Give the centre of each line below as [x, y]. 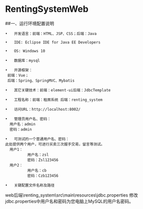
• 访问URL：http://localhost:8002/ [43, 109]
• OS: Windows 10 [25, 51]
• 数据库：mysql [23, 60]
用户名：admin [23, 124]
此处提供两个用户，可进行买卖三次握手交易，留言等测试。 [55, 144]
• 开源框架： [19, 70]
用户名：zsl [38, 155]
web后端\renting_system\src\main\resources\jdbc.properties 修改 [71, 195]
